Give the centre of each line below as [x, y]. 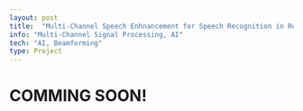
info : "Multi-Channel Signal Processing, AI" [96, 34]
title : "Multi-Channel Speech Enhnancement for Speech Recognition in [147, 26]
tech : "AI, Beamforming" [56, 43]
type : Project [36, 51]
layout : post [34, 18]
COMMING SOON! [78, 96]
